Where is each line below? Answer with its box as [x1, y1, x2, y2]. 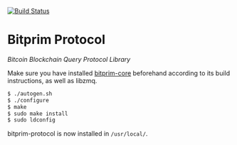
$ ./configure [7, 97, 50, 104]
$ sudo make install [7, 110, 69, 117]
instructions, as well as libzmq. [7, 76, 98, 85]
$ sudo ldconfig [7, 117, 56, 124]
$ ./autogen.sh [7, 90, 53, 97]
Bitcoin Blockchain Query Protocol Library [7, 55, 131, 63]
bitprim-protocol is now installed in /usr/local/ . [7, 129, 148, 138]
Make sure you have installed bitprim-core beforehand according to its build [7, 68, 231, 77]
